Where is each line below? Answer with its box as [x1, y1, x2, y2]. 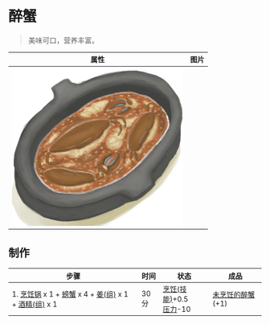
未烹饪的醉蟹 [212, 290, 256, 300]
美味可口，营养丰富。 [27, 35, 99, 45]
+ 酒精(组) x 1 [11, 299, 58, 309]
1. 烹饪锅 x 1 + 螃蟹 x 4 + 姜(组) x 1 [11, 289, 129, 298]
